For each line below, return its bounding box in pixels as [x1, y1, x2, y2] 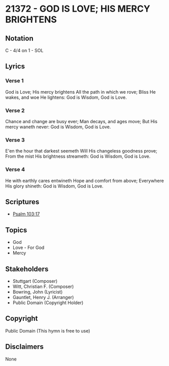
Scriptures [5, 197, 40, 206]
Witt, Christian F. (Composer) [12, 283, 74, 289]
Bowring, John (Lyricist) [12, 289, 63, 295]
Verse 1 [5, 77, 24, 84]
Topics [5, 226, 27, 234]
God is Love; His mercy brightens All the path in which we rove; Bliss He [5, 89, 156, 95]
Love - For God [12, 244, 45, 251]
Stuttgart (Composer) [12, 278, 58, 284]
